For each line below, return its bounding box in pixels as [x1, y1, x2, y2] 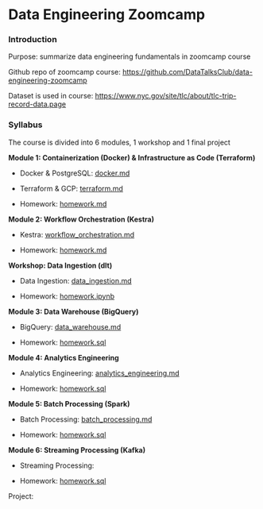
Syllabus [8, 119, 43, 130]
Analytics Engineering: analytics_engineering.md [19, 368, 180, 378]
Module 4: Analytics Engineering [8, 353, 119, 362]
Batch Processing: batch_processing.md [19, 415, 153, 424]
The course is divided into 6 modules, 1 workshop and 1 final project [8, 137, 230, 147]
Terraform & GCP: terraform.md [19, 183, 123, 193]
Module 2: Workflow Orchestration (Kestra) [8, 214, 155, 224]
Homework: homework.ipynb [19, 291, 115, 301]
